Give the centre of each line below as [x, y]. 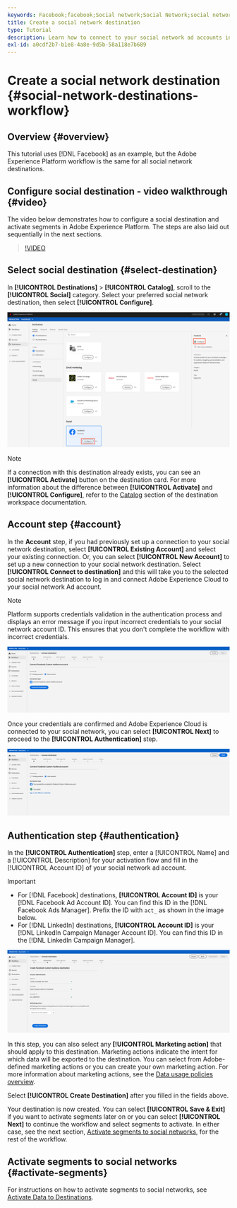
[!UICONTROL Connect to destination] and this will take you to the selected [118, 571]
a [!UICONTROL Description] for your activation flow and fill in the [103, 861]
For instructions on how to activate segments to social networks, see [107, 1190]
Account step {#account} [65, 525]
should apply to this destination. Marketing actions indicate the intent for [113, 1052]
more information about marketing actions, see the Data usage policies [110, 1074]
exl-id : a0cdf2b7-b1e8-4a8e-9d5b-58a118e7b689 [77, 45]
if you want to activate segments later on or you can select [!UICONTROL [114, 1117]
